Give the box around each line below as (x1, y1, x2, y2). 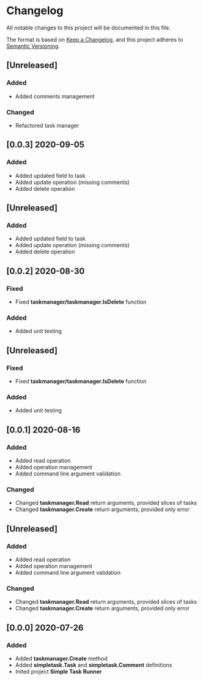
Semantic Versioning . (6, 42, 60, 50)
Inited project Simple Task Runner (15, 668, 102, 675)
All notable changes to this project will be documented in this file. (6, 24, 171, 31)
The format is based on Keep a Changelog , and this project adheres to (6, 36, 183, 43)
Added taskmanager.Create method (15, 655, 108, 662)
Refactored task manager (15, 121, 79, 129)
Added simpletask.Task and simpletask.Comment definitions (15, 661, 172, 669)
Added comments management (15, 93, 95, 100)
